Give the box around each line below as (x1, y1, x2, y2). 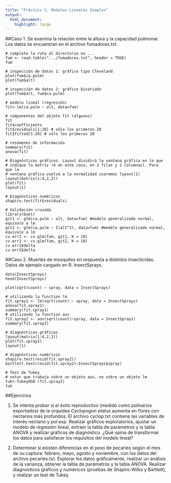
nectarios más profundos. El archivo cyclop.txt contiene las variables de (12, 413, 164, 419)
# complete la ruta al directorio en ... (5, 51, 95, 56)
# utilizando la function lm (5, 294, 67, 299)
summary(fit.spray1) (5, 307, 50, 313)
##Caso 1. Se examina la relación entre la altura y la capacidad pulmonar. (5, 36, 159, 42)
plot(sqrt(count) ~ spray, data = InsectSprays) (5, 285, 111, 291)
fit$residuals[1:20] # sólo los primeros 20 (5, 127, 102, 132)
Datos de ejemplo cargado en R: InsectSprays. (5, 262, 103, 268)
